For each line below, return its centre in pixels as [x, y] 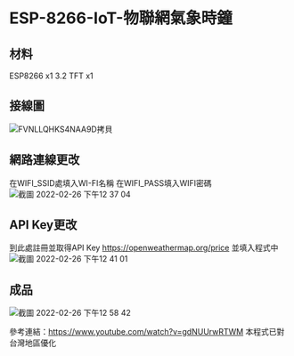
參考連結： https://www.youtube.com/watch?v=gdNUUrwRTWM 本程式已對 [147, 332]
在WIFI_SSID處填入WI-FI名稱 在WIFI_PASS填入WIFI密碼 [110, 182]
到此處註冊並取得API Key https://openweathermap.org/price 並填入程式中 [144, 248]
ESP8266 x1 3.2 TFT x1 [51, 76]
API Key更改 [43, 225]
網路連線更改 [45, 160]
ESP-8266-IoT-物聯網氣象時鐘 [121, 18]
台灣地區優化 [33, 343]
